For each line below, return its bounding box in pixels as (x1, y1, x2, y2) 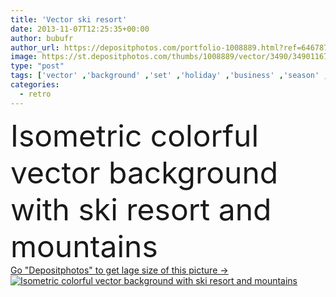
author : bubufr (10, 33, 74, 43)
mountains (10, 227, 158, 265)
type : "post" (10, 61, 65, 71)
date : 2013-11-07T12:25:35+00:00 (10, 24, 150, 34)
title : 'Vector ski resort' (10, 14, 128, 25)
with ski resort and (10, 190, 272, 228)
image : (10, 52, 38, 62)
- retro (19, 89, 52, 99)
